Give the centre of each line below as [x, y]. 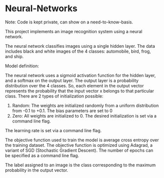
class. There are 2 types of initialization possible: [54, 96]
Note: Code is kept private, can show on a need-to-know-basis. [69, 22]
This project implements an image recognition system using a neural [74, 31]
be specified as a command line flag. [42, 155]
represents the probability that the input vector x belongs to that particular [80, 91]
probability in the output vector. [37, 170]
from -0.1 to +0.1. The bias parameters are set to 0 [62, 111]
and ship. [14, 56]
